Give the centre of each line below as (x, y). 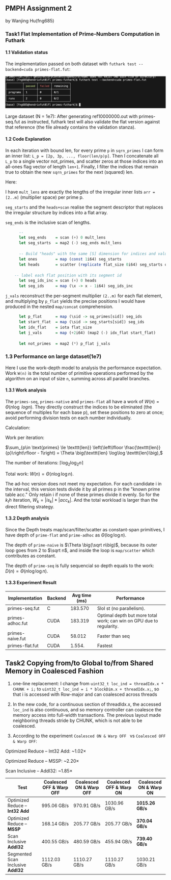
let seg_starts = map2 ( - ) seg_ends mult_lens (70, 243)
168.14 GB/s (55, 823)
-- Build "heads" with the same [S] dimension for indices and (87, 254)
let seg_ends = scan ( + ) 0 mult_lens (62, 238)
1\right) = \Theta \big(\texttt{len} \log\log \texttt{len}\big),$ (102, 453)
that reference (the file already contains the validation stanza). (70, 127)
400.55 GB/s (55, 841)
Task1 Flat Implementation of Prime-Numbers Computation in (83, 34)
